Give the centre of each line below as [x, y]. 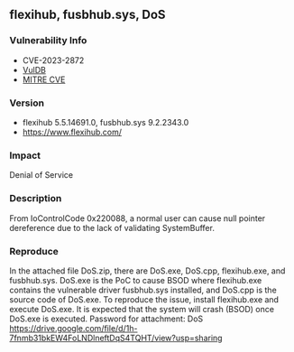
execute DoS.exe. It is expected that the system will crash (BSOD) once [142, 309]
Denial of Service [41, 175]
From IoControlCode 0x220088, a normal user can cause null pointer [138, 218]
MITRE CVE [44, 79]
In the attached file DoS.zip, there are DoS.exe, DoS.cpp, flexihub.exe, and [147, 271]
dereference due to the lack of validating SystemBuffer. [112, 227]
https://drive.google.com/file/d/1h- [73, 328]
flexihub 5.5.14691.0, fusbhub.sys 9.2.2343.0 [106, 122]
